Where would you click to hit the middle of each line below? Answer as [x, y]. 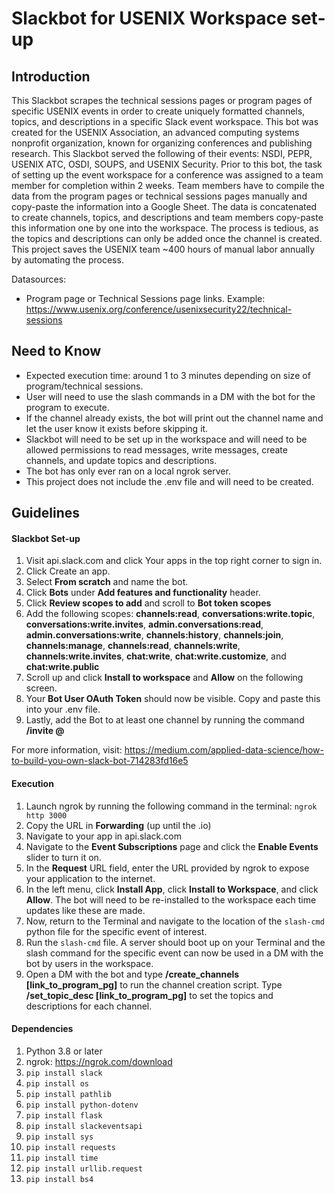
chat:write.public [62, 667]
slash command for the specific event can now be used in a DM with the [174, 953]
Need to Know [56, 351]
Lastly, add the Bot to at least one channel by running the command [165, 720]
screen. [41, 688]
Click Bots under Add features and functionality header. [143, 593]
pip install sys [59, 1137]
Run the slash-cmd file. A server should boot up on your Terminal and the [175, 942]
